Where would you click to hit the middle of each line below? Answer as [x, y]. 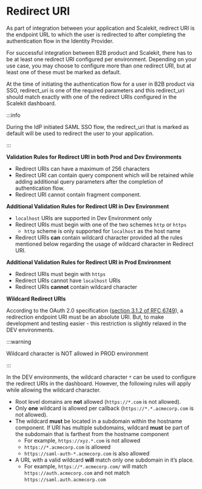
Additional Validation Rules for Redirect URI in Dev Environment [88, 206]
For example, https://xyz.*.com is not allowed [82, 440]
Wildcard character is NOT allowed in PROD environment [77, 353]
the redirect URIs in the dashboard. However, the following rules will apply [99, 383]
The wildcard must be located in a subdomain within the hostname [99, 421]
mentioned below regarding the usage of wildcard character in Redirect [104, 244]
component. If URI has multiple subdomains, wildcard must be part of [102, 428]
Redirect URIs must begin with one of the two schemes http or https [101, 224]
